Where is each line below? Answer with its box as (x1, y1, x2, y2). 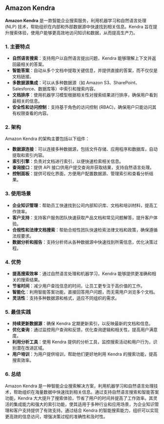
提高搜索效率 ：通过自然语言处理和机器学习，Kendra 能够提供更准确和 (12, 271, 152, 276)
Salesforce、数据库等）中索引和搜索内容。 (12, 86, 98, 92)
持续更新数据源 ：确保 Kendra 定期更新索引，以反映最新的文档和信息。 (12, 321, 153, 327)
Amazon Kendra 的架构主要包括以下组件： (5, 136, 90, 141)
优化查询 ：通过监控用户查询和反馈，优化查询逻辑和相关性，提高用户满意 (12, 327, 158, 332)
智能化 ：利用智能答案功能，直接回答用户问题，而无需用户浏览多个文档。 (12, 289, 158, 295)
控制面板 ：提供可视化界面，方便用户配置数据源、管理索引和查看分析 (12, 171, 149, 177)
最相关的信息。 (12, 98, 42, 104)
